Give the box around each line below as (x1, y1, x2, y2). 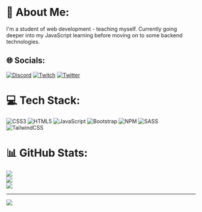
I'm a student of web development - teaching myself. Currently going (6, 25, 177, 32)
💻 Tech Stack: (6, 93, 81, 107)
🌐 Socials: (6, 55, 46, 65)
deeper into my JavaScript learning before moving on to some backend (6, 31, 183, 38)
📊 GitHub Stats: (6, 146, 88, 160)
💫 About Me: (6, 5, 70, 19)
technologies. (6, 38, 40, 45)
